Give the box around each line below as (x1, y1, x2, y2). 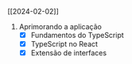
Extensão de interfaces (30, 48, 107, 58)
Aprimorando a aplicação (18, 22, 103, 31)
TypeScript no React (30, 40, 99, 49)
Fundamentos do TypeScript (30, 31, 124, 40)
